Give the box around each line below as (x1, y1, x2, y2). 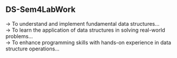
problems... (5, 32, 33, 40)
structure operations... (5, 45, 60, 52)
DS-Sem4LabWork (5, 5, 76, 15)
